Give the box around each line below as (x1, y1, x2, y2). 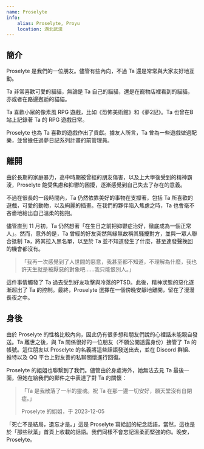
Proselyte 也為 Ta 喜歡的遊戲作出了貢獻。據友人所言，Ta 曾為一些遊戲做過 (6, 129, 192, 136)
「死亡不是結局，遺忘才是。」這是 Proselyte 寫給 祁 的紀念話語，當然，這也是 (6, 420, 195, 428)
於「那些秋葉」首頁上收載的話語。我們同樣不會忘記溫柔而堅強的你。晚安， (6, 428, 192, 436)
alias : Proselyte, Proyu (17, 20, 80, 26)
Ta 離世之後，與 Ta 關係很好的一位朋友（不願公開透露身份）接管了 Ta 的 (16, 338, 197, 345)
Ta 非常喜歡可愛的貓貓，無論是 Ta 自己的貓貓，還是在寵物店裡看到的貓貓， (6, 88, 193, 95)
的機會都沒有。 (6, 245, 44, 252)
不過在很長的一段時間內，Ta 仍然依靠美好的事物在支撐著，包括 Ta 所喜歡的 (6, 194, 193, 201)
